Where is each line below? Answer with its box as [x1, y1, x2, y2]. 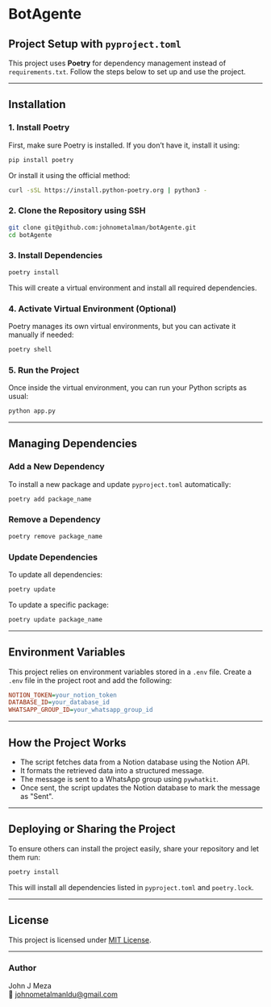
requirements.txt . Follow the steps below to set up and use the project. [8, 67, 246, 77]
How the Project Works [8, 735, 127, 750]
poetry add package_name [8, 495, 92, 503]
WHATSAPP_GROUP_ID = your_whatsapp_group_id [8, 706, 153, 714]
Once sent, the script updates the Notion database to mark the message [19, 783, 261, 793]
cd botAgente [8, 231, 52, 239]
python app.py [8, 407, 56, 415]
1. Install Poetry [8, 122, 70, 133]
